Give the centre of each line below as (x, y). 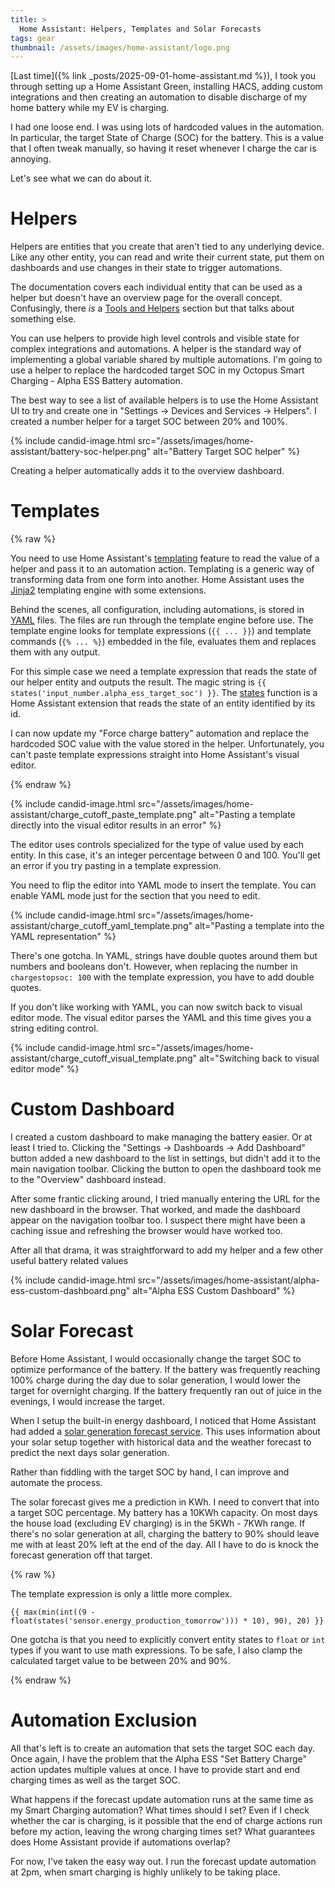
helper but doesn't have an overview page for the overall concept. (146, 298)
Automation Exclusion (104, 1720)
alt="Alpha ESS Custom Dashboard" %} (214, 1291)
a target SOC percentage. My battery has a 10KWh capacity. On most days (164, 1512)
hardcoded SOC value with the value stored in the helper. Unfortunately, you (167, 744)
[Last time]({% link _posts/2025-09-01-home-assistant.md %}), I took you (163, 76)
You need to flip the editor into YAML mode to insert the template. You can (163, 885)
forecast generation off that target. (81, 1555)
